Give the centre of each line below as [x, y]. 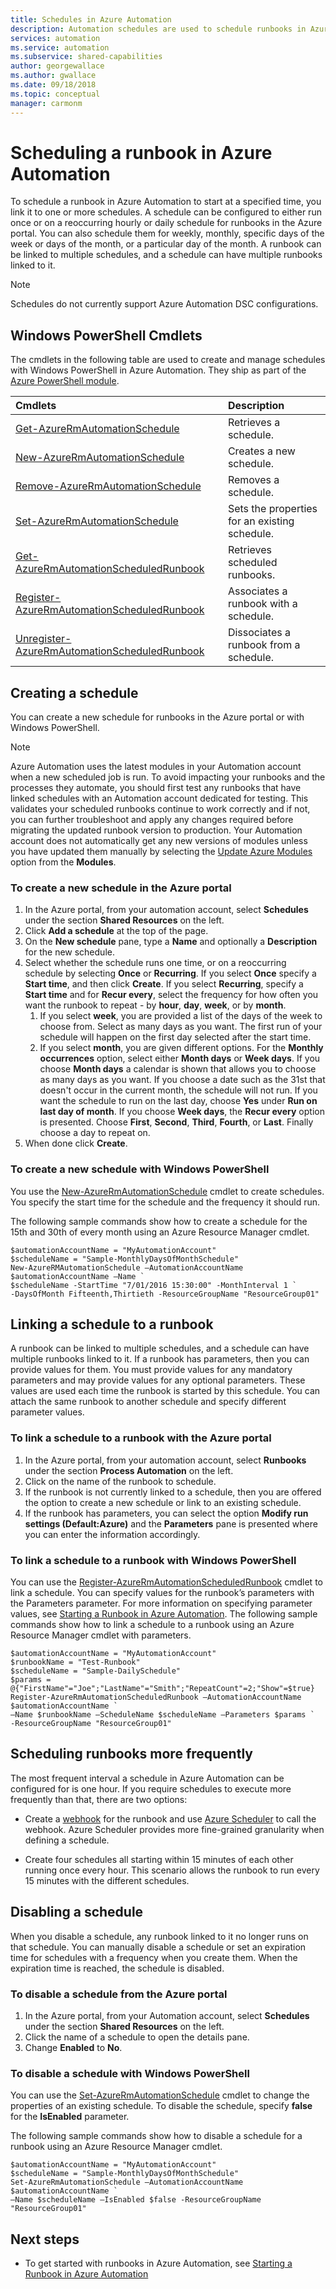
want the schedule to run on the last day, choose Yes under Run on [178, 1101]
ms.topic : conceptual [55, 94]
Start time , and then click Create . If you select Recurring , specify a [164, 984]
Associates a [257, 591]
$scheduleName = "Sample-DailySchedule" [96, 1671]
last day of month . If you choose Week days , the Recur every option [182, 1112]
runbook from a [264, 645]
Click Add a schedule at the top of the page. [116, 931]
